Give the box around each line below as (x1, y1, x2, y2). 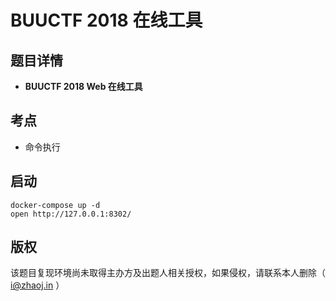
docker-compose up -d (10, 200, 101, 210)
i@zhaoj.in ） (10, 279, 65, 291)
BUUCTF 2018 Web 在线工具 (24, 81, 143, 92)
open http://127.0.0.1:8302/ (10, 209, 132, 219)
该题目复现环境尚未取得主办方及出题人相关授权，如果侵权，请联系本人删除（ (10, 267, 326, 279)
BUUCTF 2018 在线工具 (10, 9, 203, 32)
